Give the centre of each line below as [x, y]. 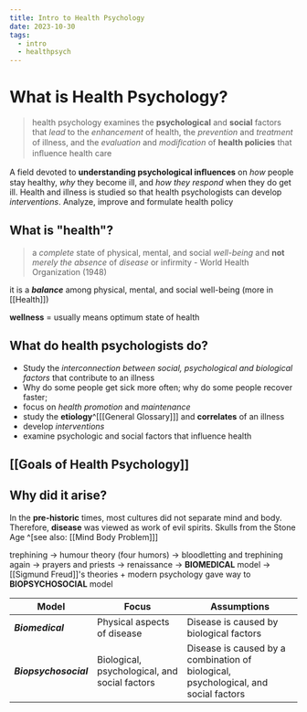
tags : [20, 35]
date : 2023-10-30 [42, 27]
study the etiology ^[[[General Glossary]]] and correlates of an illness [153, 416]
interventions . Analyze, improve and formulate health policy [122, 202]
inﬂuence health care [72, 154]
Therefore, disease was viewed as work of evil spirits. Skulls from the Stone [153, 527]
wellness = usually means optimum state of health [105, 317]
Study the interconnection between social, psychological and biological [158, 367]
